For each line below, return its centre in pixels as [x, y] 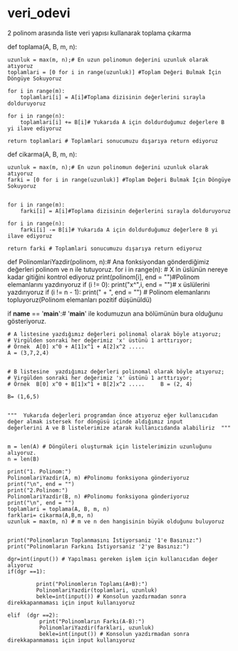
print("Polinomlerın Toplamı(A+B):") [92, 584]
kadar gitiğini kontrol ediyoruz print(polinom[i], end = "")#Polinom [104, 277]
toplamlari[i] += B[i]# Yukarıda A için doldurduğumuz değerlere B [122, 122]
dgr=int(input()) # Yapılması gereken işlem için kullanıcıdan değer [113, 559]
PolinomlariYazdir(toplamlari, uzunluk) [97, 590]
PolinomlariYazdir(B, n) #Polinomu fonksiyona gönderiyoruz [99, 496]
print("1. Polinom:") [40, 471]
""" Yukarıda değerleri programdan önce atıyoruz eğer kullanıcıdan [113, 415]
